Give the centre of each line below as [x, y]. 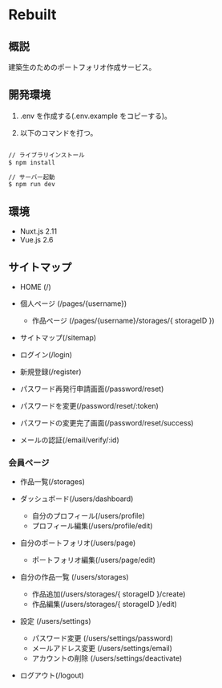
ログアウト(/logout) [52, 675]
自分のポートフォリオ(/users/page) [78, 543]
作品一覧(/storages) [52, 482]
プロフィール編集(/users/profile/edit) [92, 526]
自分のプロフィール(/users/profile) [89, 516]
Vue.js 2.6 [36, 240]
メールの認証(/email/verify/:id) [70, 440]
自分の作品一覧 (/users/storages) [75, 577]
